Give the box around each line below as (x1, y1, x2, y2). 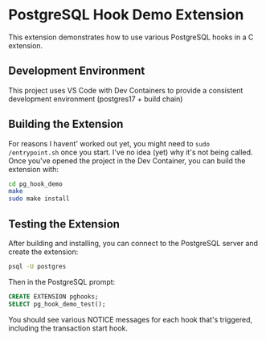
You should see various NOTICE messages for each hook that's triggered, (8, 314, 253, 324)
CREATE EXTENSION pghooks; (8, 292, 99, 301)
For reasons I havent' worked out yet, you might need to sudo (8, 138, 211, 148)
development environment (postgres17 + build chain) (8, 94, 183, 104)
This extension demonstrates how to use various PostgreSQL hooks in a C (8, 32, 254, 42)
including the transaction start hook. (8, 323, 129, 333)
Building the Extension (8, 117, 124, 131)
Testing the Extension (8, 217, 121, 231)
